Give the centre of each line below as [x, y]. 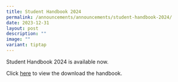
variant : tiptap [26, 45]
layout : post [22, 28]
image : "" [19, 39]
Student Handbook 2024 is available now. [57, 61]
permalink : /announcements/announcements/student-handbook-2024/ [89, 17]
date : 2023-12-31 [28, 23]
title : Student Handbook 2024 [44, 12]
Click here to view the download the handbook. [64, 73]
